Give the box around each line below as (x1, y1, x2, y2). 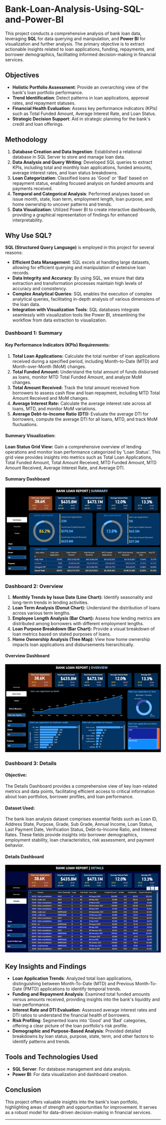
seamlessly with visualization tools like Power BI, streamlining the (12, 312, 145, 318)
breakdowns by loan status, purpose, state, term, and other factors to (12, 1033, 154, 1039)
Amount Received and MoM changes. (12, 395, 89, 401)
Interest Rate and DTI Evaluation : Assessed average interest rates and (12, 1007, 157, 1013)
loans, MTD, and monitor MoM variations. (12, 405, 97, 412)
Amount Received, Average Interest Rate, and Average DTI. (5, 465, 125, 471)
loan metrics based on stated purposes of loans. (12, 631, 111, 637)
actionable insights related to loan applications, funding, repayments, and (5, 46, 155, 52)
